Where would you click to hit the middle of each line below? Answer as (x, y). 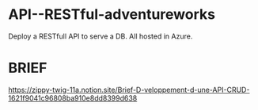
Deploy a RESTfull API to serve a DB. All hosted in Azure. (101, 36)
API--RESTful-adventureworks (112, 15)
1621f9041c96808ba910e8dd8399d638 (73, 98)
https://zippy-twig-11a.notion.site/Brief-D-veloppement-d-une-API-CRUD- (129, 90)
